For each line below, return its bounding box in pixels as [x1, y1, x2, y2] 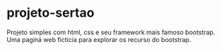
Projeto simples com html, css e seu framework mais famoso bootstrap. [6, 28, 216, 36]
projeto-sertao [6, 5, 95, 21]
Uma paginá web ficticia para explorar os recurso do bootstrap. [6, 35, 192, 43]
